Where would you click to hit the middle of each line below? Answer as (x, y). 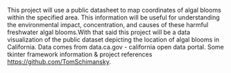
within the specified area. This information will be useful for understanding (113, 17)
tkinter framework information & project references (80, 54)
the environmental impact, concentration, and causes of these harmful (108, 25)
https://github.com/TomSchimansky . (59, 62)
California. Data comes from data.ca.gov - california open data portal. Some (115, 47)
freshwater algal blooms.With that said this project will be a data (99, 32)
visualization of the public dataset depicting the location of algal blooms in (113, 40)
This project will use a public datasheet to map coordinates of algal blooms (114, 10)
